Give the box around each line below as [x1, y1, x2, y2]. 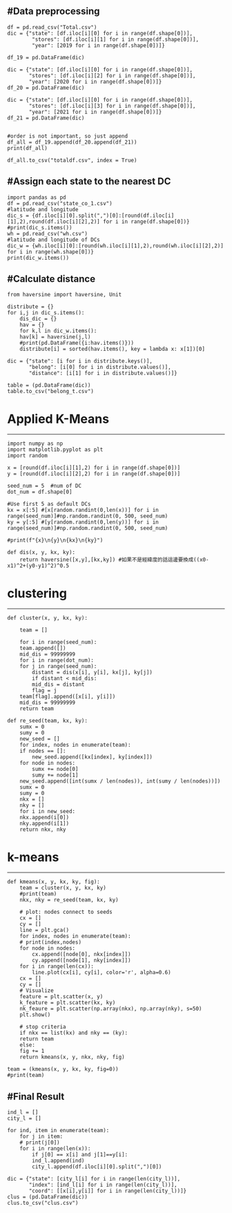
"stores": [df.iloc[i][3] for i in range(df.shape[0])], [28, 102, 196, 109]
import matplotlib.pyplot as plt [7, 446, 104, 453]
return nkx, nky [19, 826, 67, 833]
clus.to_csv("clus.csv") [7, 1200, 79, 1207]
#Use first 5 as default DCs [7, 501, 91, 508]
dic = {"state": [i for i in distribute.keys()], [7, 358, 153, 365]
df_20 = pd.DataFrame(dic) [7, 84, 85, 91]
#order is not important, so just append [7, 133, 128, 140]
